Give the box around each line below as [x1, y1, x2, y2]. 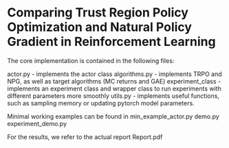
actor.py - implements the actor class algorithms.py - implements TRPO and [7, 70, 222, 78]
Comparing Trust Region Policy [7, 5, 189, 21]
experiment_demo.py [7, 119, 67, 127]
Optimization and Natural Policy [7, 19, 193, 35]
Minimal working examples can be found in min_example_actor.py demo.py [7, 112, 220, 121]
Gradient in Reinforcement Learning [7, 34, 216, 49]
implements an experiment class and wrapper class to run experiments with [7, 84, 221, 92]
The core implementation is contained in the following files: [7, 56, 175, 64]
